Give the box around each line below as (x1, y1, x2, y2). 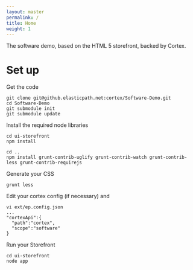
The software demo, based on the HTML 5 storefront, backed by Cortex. (6, 42, 186, 50)
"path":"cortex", (11, 220, 55, 227)
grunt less (6, 182, 34, 188)
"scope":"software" (11, 225, 61, 231)
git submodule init (6, 106, 55, 112)
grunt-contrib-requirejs (19, 159, 83, 166)
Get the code (6, 83, 39, 91)
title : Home (6, 20, 36, 26)
